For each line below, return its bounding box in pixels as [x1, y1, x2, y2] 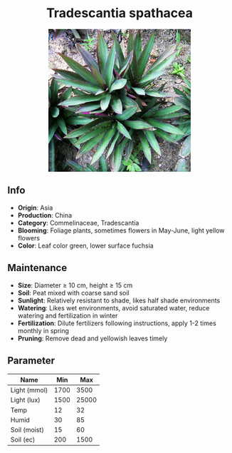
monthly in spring [17, 326, 70, 335]
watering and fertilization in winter [17, 311, 118, 320]
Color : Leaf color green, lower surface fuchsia [17, 241, 154, 250]
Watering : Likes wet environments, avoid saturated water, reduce [17, 303, 210, 312]
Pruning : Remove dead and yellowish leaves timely [17, 334, 168, 342]
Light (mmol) [10, 386, 48, 395]
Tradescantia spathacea [46, 5, 194, 21]
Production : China [17, 210, 73, 219]
